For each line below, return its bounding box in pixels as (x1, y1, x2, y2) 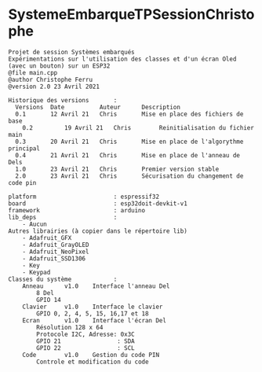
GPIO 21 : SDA (36, 337, 135, 345)
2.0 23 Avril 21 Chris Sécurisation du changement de (15, 171, 244, 180)
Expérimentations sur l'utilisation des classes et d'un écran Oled (8, 55, 237, 63)
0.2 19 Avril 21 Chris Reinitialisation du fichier (22, 123, 255, 131)
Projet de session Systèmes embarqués (8, 48, 135, 56)
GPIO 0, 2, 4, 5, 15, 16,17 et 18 (36, 309, 149, 318)
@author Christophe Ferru (8, 76, 93, 83)
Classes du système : (8, 275, 118, 283)
